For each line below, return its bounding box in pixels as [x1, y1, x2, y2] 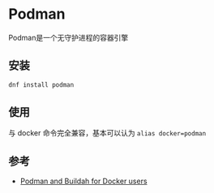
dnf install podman [8, 80, 75, 89]
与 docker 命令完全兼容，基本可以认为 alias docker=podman [8, 128, 207, 138]
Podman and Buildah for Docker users [19, 176, 148, 187]
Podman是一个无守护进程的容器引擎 [8, 32, 129, 42]
